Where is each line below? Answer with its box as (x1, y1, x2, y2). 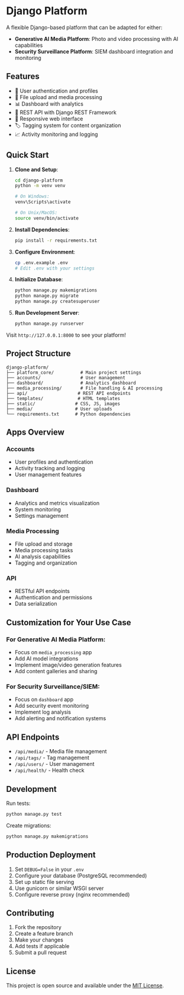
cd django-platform (14, 177, 63, 183)
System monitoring (14, 506, 61, 513)
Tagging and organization (14, 559, 78, 566)
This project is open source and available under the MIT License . (6, 982, 164, 989)
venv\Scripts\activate (14, 199, 71, 205)
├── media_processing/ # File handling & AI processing (6, 385, 163, 391)
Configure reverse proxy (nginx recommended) (14, 891, 130, 898)
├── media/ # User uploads (6, 405, 112, 412)
